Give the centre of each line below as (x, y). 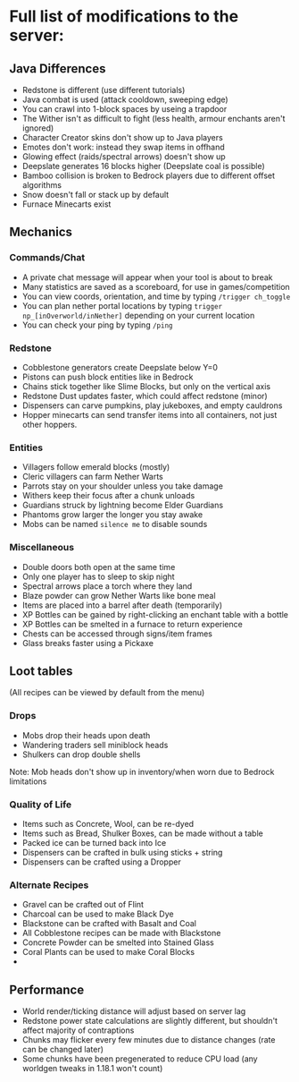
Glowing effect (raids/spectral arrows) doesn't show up (124, 157)
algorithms (42, 185)
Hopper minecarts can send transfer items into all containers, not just (149, 414)
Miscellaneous (42, 548)
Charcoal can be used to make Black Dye (98, 914)
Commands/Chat (47, 258)
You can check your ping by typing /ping (97, 325)
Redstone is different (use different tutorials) (104, 90)
